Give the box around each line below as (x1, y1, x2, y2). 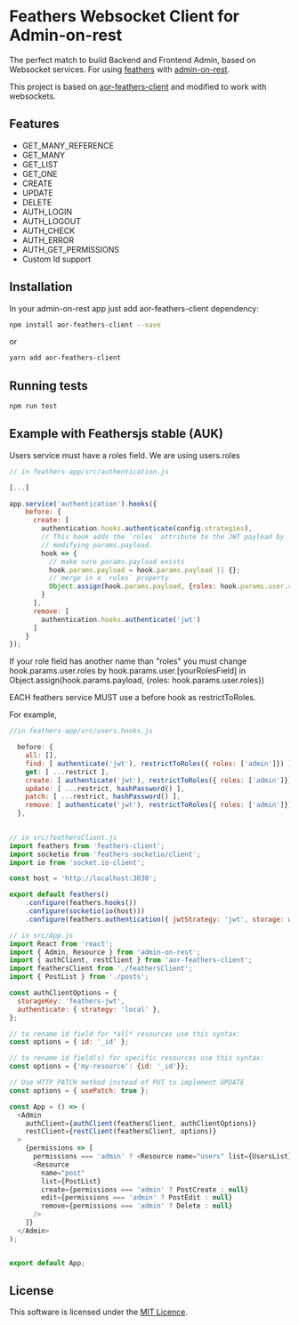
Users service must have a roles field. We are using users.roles (9, 449, 240, 460)
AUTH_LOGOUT (21, 215, 82, 226)
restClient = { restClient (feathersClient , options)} (25, 1127, 217, 1136)
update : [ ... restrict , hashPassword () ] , (25, 784, 185, 793)
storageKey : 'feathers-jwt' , (17, 997, 125, 1006)
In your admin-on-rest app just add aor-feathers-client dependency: (9, 303, 260, 313)
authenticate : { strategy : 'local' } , (17, 1005, 162, 1014)
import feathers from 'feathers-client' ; (9, 841, 166, 851)
